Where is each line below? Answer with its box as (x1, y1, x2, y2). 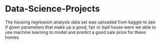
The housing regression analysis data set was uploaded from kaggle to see (5, 19, 156, 25)
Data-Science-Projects (5, 3, 100, 14)
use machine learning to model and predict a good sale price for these (5, 29, 146, 35)
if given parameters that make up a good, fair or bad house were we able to (5, 24, 157, 30)
